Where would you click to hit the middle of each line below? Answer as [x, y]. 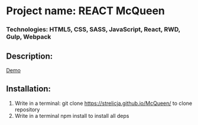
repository [27, 109]
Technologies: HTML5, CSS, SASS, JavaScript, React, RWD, [93, 30]
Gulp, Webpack [29, 37]
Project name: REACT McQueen [86, 11]
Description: [30, 56]
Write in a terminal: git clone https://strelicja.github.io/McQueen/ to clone [103, 103]
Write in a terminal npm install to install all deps [72, 116]
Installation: [29, 89]
